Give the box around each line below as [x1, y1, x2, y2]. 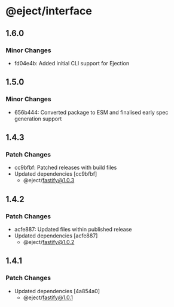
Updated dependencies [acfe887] [14, 232, 98, 239]
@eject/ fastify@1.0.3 [23, 177, 75, 184]
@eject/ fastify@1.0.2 [23, 238, 75, 245]
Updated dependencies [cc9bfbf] [14, 170, 97, 177]
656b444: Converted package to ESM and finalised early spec [14, 109, 169, 116]
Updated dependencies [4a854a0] [14, 287, 100, 294]
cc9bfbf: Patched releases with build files [14, 164, 117, 171]
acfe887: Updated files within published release [14, 225, 132, 233]
